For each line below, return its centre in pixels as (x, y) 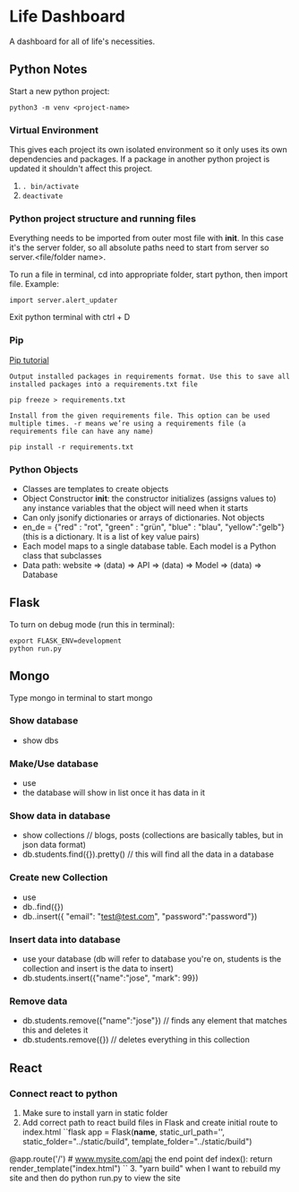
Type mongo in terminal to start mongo (81, 697)
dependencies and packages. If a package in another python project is (140, 160)
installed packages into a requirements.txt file (104, 384)
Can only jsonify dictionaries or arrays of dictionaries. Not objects (143, 517)
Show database (44, 721)
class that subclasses (62, 555)
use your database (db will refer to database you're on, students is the (152, 959)
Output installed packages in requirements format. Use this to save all (150, 376)
